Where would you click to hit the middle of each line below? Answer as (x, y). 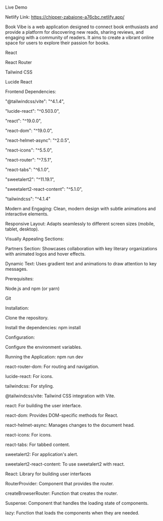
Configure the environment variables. (44, 347)
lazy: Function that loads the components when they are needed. (72, 513)
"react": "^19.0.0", (23, 121)
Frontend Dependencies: (31, 92)
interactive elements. (27, 214)
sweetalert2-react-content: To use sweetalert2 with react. (65, 464)
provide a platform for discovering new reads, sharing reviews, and (74, 32)
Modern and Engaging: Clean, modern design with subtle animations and (80, 209)
